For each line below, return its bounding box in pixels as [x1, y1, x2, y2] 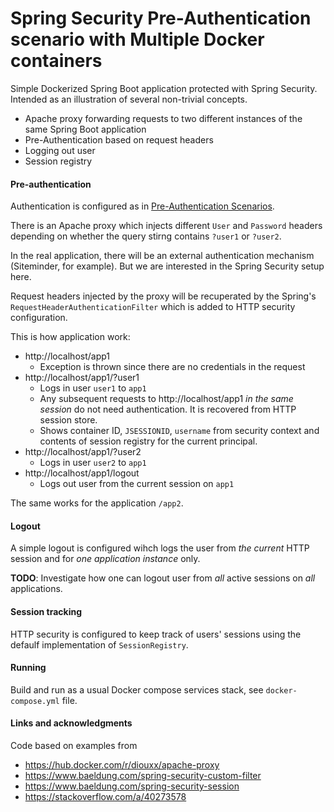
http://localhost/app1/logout [24, 467, 140, 479]
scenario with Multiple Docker [10, 28, 265, 51]
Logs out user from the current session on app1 [39, 478, 235, 490]
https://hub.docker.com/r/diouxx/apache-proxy [24, 758, 220, 771]
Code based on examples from [10, 739, 138, 751]
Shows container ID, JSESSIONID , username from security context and [39, 425, 320, 437]
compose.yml [10, 696, 60, 706]
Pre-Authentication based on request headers [24, 133, 214, 146]
